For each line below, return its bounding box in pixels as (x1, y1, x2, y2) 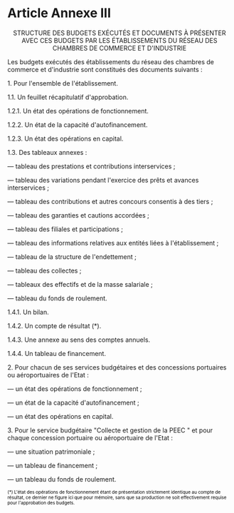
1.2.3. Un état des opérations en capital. (7, 134, 124, 143)
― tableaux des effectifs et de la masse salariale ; (7, 280, 153, 288)
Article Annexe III (7, 5, 112, 21)
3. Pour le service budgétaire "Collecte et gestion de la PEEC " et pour (7, 426, 213, 435)
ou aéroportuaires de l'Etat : (7, 370, 89, 379)
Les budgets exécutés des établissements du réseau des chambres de (7, 57, 215, 66)
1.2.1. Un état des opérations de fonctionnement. (7, 106, 149, 115)
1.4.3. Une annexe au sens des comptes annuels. (7, 335, 151, 344)
